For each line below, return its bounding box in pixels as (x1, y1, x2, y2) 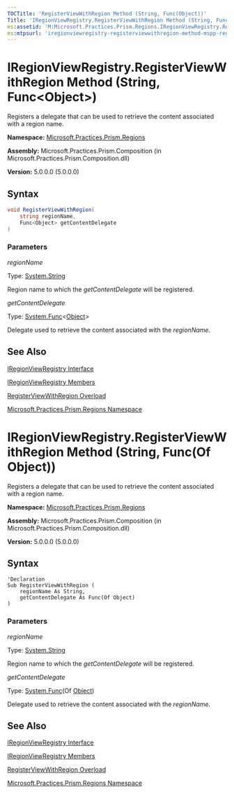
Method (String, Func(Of (66, 444, 211, 460)
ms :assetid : (7, 23, 42, 30)
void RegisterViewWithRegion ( (7, 206, 95, 213)
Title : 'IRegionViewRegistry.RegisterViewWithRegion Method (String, (7, 17, 214, 24)
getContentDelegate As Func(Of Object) (19, 594, 136, 602)
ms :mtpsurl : (7, 29, 42, 37)
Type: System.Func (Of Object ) (7, 686, 95, 694)
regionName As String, (19, 588, 86, 595)
